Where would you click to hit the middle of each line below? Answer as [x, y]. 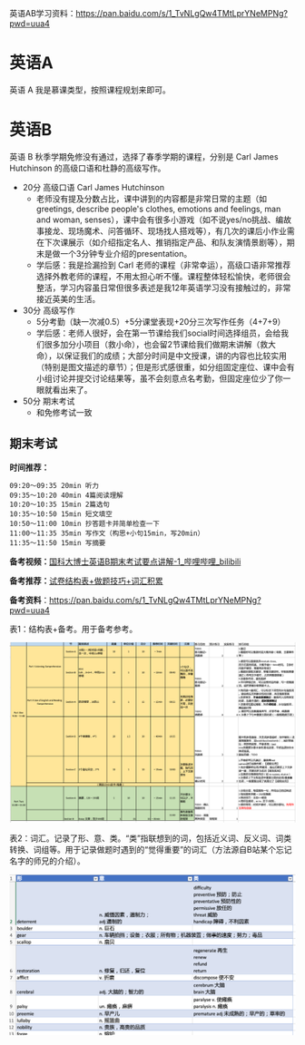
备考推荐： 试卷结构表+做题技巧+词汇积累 [86, 581]
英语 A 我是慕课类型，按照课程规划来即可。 [90, 90]
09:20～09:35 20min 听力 [54, 485]
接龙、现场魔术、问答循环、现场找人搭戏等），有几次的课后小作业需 [169, 230]
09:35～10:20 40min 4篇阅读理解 [67, 495]
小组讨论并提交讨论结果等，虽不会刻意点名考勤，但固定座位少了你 [159, 378]
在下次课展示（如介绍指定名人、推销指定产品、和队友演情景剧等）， [162, 242]
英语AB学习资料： [43, 13]
